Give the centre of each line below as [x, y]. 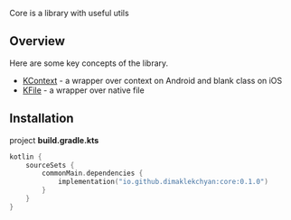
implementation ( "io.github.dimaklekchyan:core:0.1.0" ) [163, 182]
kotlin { [26, 157]
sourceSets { [50, 165]
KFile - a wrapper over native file [83, 90]
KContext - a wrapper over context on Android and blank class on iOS [152, 80]
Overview [38, 41]
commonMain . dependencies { [93, 174]
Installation [42, 119]
